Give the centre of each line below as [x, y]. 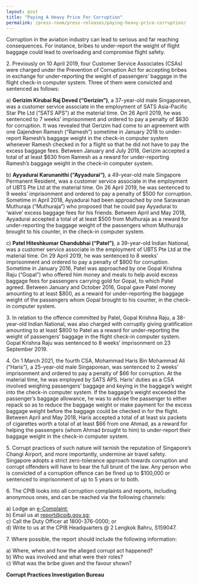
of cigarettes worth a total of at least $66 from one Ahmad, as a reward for [97, 424]
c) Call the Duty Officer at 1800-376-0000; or [61, 521]
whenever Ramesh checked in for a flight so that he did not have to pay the [98, 145]
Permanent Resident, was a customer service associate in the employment [97, 181]
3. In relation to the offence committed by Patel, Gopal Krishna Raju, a [91, 318]
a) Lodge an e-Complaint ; [38, 509]
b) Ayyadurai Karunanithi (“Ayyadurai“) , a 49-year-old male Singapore [94, 175]
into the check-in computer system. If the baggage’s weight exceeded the [96, 392]
